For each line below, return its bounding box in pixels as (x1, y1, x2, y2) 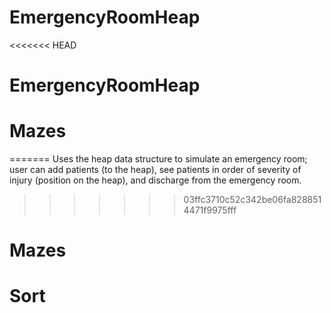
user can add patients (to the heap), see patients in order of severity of (9, 164, 302, 176)
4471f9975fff (183, 204, 237, 216)
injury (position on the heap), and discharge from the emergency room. (9, 174, 302, 186)
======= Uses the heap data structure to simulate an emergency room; (9, 153, 308, 165)
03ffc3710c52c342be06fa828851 (183, 194, 322, 206)
